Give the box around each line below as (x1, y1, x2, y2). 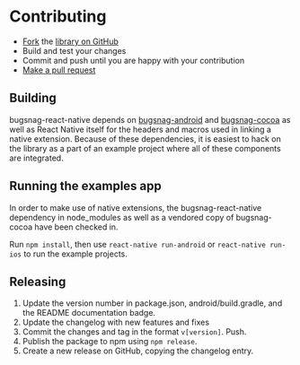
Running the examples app (9, 178, 162, 194)
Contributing (9, 6, 107, 27)
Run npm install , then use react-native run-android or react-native (9, 239, 267, 249)
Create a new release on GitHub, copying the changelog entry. (22, 345, 254, 356)
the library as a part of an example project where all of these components (9, 143, 281, 153)
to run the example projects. (23, 248, 128, 259)
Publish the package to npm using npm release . (22, 336, 198, 347)
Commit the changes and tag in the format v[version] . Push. (22, 326, 247, 337)
